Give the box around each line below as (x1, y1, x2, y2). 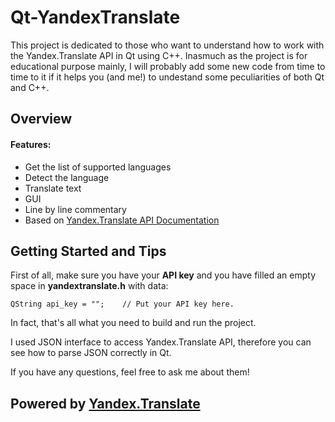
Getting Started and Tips (10, 242, 167, 260)
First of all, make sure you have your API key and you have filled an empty (10, 269, 316, 281)
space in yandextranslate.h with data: (10, 280, 169, 292)
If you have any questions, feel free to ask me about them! (10, 366, 250, 378)
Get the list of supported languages (24, 161, 172, 173)
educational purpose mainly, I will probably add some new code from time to (10, 60, 326, 72)
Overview (10, 111, 73, 128)
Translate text (24, 182, 82, 194)
